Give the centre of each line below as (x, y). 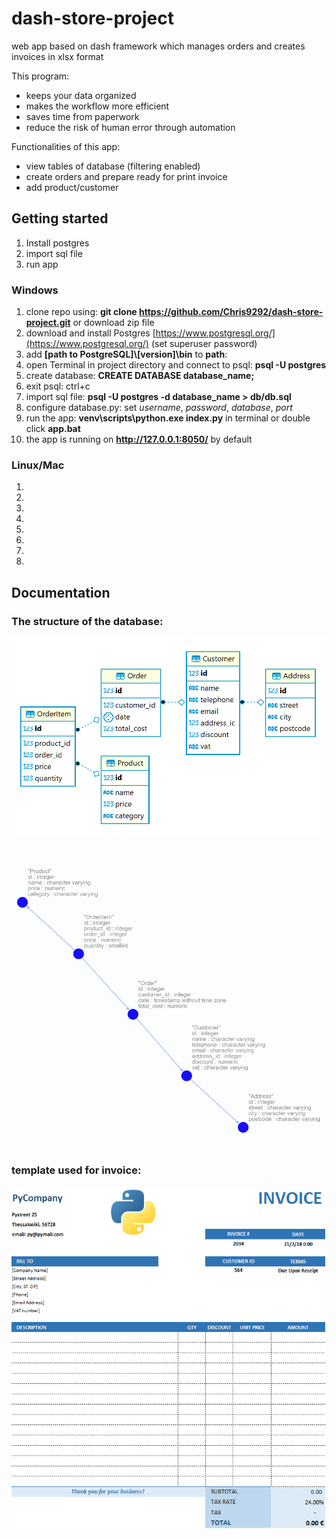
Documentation (61, 592)
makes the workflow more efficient (97, 106)
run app (42, 264)
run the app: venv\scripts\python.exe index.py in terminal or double (168, 418)
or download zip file (113, 323)
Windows (35, 290)
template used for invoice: (76, 1170)
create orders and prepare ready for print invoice (126, 176)
